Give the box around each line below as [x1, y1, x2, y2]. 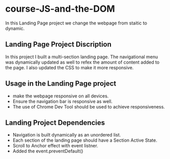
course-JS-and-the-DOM [5, 3, 116, 15]
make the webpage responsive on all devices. [12, 93, 109, 99]
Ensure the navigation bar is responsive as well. [12, 98, 113, 104]
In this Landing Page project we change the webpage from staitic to [5, 20, 148, 26]
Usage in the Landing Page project [5, 79, 117, 88]
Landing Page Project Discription [5, 40, 112, 49]
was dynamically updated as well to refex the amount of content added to [5, 59, 160, 65]
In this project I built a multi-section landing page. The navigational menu [5, 54, 158, 60]
